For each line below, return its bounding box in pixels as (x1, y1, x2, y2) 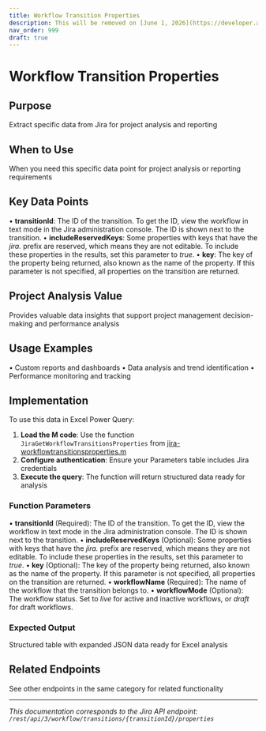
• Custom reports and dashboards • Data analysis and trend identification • (9, 363, 255, 372)
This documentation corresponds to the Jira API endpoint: (9, 707, 198, 716)
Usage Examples (9, 341, 93, 356)
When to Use (9, 143, 74, 156)
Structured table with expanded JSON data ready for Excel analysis (9, 639, 228, 649)
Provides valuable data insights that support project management (9, 310, 222, 320)
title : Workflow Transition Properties (9, 11, 140, 20)
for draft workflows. (9, 602, 73, 612)
